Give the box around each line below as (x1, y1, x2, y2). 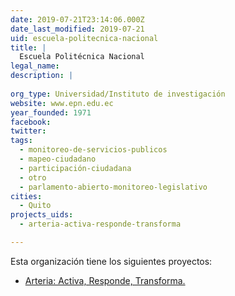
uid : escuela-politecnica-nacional (10, 33, 159, 43)
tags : (10, 136, 33, 146)
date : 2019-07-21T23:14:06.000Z (10, 14, 145, 25)
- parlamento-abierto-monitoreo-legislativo (19, 182, 208, 192)
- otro (19, 172, 47, 183)
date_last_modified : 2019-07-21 (10, 24, 145, 34)
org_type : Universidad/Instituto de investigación (10, 89, 226, 99)
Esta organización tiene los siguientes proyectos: (10, 255, 213, 267)
